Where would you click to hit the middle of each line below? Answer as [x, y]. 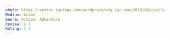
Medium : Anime [20, 15]
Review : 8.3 [18, 24]
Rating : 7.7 [18, 29]
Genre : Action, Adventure [33, 19]
